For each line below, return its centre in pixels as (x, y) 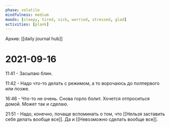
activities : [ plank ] (27, 24)
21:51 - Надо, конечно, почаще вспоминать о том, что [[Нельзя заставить (85, 114)
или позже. (17, 89)
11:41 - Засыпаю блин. (29, 73)
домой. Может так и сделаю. (37, 104)
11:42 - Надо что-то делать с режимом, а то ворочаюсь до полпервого (82, 83)
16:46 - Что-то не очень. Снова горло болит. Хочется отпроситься (78, 99)
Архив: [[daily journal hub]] (34, 39)
